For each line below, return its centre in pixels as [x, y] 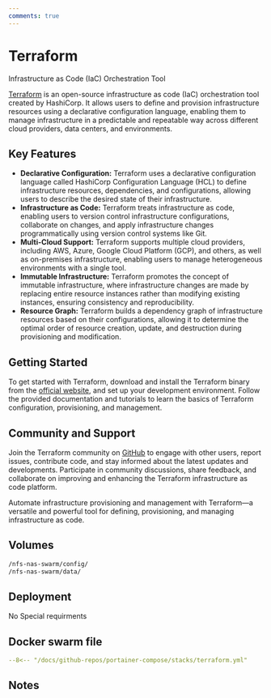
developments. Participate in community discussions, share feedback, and [133, 470]
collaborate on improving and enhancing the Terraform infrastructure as [128, 478]
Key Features [42, 153]
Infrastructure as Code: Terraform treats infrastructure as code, [127, 208]
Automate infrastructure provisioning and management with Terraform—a [131, 502]
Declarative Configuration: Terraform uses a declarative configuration [138, 173]
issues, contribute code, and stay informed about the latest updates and [129, 461]
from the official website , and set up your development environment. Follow [134, 390]
